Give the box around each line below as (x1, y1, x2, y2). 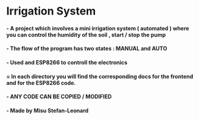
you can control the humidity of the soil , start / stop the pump (6, 31, 166, 38)
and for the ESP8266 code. (6, 79, 76, 86)
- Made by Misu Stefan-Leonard (6, 107, 89, 114)
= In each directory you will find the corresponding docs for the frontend (6, 73, 194, 80)
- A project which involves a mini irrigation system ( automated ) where (6, 24, 190, 32)
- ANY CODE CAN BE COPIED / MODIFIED (6, 93, 112, 101)
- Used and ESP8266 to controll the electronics (6, 59, 128, 66)
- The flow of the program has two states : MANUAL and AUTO (6, 45, 167, 52)
